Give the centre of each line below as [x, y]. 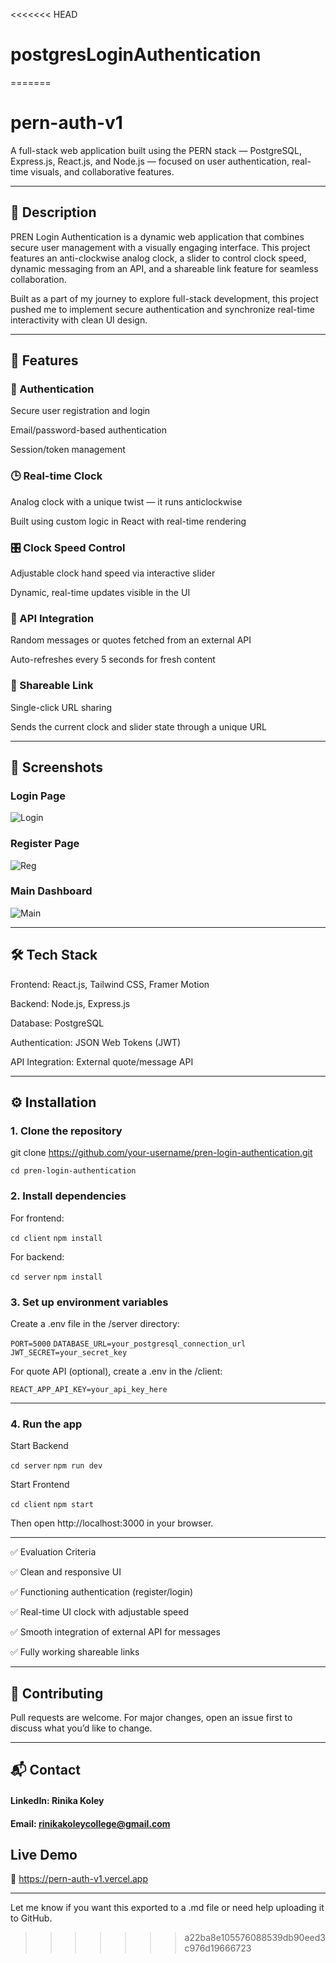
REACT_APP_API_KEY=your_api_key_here [89, 1389]
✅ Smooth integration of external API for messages [115, 1632]
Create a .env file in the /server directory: [95, 1323]
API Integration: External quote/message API [102, 1061]
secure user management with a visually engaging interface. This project [160, 247]
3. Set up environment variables [89, 1302]
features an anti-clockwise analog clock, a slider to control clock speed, [158, 258]
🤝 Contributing [57, 1693]
